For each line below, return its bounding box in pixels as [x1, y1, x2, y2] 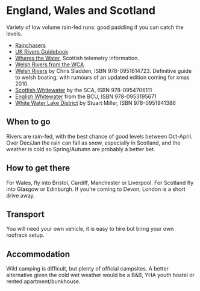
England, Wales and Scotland [6, 4, 155, 17]
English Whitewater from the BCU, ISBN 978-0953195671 [14, 93, 157, 100]
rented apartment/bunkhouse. [6, 278, 81, 285]
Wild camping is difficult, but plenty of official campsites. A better [6, 265, 169, 272]
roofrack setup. [6, 231, 45, 239]
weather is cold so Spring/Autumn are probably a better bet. [6, 145, 155, 152]
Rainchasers [14, 42, 46, 49]
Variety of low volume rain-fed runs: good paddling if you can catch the [6, 23, 184, 31]
